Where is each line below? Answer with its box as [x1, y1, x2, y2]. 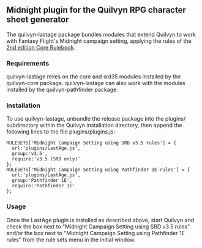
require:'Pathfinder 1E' [12, 183, 75, 189]
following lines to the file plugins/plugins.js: [6, 128, 115, 135]
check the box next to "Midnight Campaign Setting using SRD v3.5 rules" [6, 223, 190, 230]
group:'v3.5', [12, 151, 48, 157]
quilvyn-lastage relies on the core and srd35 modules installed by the [6, 73, 181, 80]
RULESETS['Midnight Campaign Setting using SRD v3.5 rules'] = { [6, 140, 176, 146]
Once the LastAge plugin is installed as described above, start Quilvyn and [6, 216, 195, 224]
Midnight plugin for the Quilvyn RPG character [6, 5, 187, 15]
